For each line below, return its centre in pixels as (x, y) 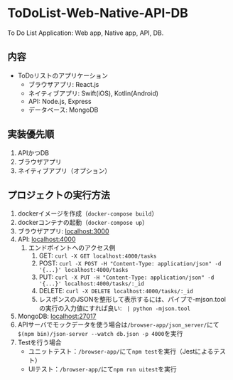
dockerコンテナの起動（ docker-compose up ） (83, 223)
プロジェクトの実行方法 (59, 195)
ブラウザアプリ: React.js (64, 84)
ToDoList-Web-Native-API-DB (98, 13)
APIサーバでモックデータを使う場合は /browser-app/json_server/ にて (119, 324)
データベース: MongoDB (63, 110)
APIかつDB (33, 153)
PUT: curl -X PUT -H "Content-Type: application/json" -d (126, 277)
